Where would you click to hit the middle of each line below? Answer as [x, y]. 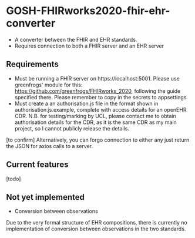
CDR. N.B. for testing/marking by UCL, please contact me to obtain [95, 116]
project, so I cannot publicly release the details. [72, 128]
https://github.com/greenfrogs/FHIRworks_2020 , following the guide [97, 91]
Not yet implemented [46, 197]
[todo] [14, 179]
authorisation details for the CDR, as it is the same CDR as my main [96, 122]
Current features [37, 165]
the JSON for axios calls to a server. [50, 146]
